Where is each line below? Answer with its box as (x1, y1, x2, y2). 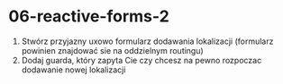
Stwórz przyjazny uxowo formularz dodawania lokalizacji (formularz (21, 36, 274, 46)
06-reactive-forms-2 (8, 6, 170, 27)
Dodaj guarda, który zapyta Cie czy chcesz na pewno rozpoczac (21, 55, 262, 65)
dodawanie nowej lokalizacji (21, 64, 126, 75)
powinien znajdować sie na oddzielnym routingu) (21, 45, 204, 55)
